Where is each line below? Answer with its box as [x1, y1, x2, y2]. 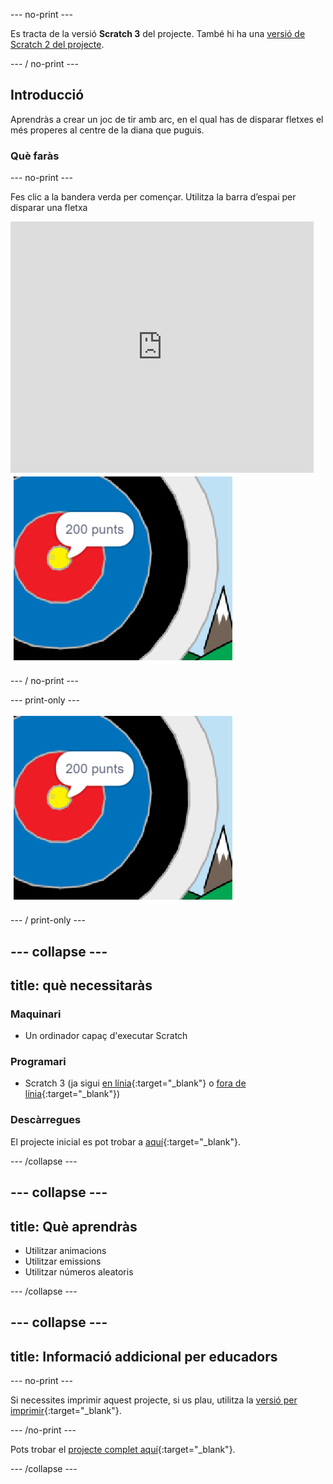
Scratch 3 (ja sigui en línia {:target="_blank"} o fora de [24, 1077, 247, 1089]
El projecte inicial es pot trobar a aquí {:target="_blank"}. [10, 1135, 241, 1148]
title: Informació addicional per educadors [10, 1348, 278, 1365]
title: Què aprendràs [10, 1218, 138, 1235]
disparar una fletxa [10, 202, 88, 214]
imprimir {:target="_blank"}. [10, 1405, 122, 1417]
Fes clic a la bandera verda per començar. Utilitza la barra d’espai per [10, 191, 297, 203]
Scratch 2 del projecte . [10, 39, 105, 50]
